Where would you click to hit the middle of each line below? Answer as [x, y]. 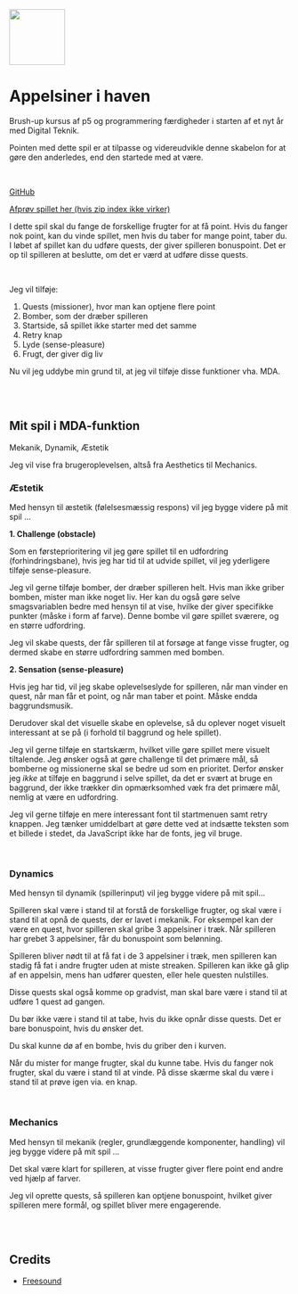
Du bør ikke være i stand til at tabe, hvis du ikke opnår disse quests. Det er [145, 1019]
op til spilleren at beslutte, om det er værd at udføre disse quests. [129, 254]
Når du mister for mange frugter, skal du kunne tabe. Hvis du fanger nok [141, 1063]
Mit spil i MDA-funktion [75, 426]
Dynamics [32, 873]
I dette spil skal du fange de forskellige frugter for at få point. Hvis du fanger [149, 226]
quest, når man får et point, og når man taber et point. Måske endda [133, 696]
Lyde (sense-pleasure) [63, 344]
